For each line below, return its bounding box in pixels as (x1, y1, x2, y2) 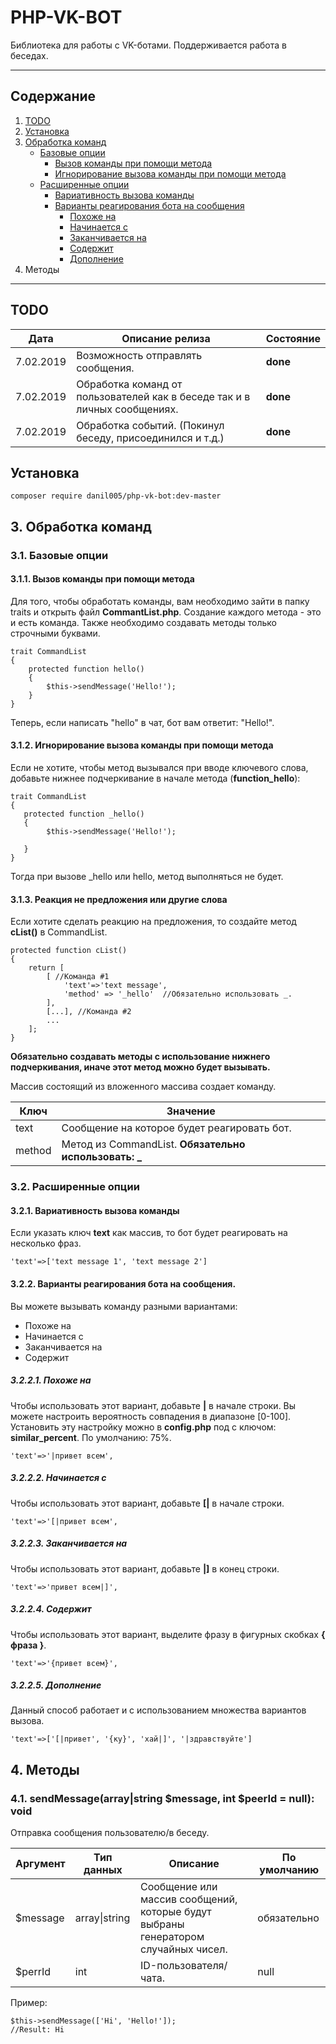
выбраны (139, 1917, 185, 1931)
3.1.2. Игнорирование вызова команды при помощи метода (10, 739, 274, 751)
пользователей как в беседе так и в (76, 389, 251, 403)
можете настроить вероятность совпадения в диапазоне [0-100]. (10, 1410, 292, 1422)
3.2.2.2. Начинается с (10, 1472, 107, 1484)
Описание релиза (121, 331, 211, 345)
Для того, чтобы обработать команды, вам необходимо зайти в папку (10, 595, 310, 607)
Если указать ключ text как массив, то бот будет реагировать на (10, 1227, 288, 1239)
